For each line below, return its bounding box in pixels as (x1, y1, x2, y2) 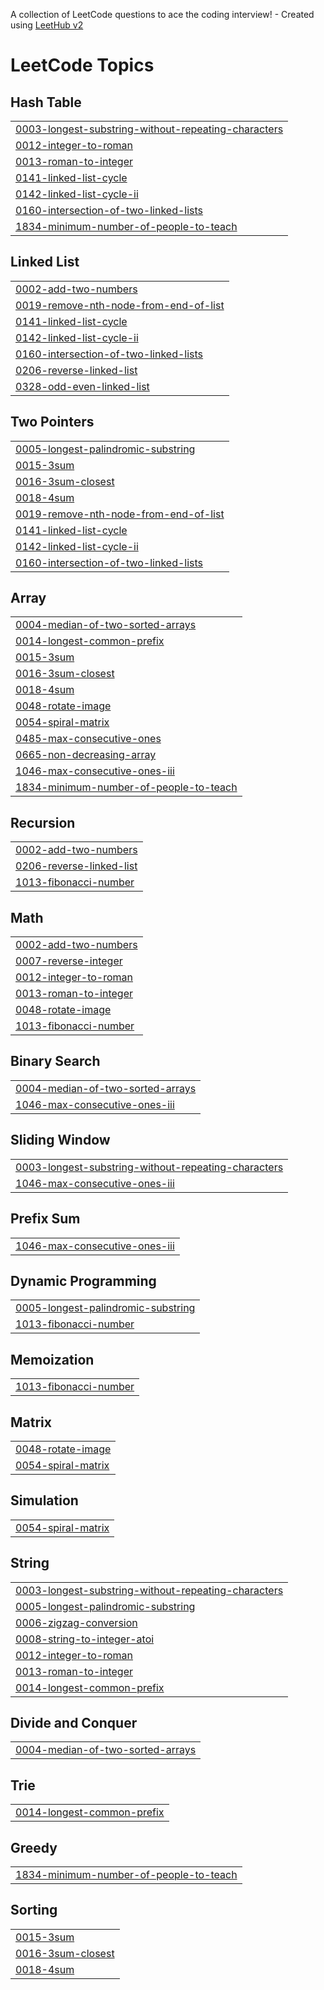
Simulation (10, 1492, 79, 1509)
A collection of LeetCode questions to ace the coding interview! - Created (10, 9, 315, 20)
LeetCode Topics (10, 54, 155, 77)
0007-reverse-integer (15, 954, 123, 968)
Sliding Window (10, 1132, 111, 1149)
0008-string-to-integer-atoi (15, 1632, 155, 1646)
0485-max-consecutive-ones (15, 732, 162, 746)
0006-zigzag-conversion (15, 1615, 138, 1629)
